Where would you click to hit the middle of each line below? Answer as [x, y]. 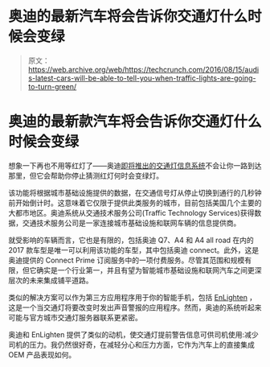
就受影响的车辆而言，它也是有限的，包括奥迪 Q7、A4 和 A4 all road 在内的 [131, 240]
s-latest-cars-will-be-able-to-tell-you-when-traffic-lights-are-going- [142, 78]
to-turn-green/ [52, 86]
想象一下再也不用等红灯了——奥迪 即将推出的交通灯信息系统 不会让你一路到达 [135, 165]
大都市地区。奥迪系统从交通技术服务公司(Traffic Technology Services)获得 [131, 212]
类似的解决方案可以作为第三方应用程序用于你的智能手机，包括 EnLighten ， [133, 297]
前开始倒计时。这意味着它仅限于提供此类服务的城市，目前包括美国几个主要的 [135, 203]
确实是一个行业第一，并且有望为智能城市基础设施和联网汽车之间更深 [149, 270]
